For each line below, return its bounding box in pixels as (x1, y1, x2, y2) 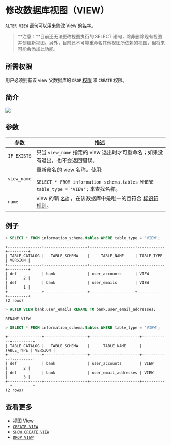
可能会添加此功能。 (17, 46, 59, 52)
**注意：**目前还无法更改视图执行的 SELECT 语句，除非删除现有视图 (17, 33, 162, 39)
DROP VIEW (12, 435, 34, 440)
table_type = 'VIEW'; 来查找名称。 (36, 186, 121, 193)
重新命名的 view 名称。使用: (36, 166, 103, 173)
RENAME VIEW (5, 316, 31, 321)
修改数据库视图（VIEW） (5, 5, 109, 16)
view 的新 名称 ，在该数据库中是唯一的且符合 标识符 (36, 195, 159, 202)
